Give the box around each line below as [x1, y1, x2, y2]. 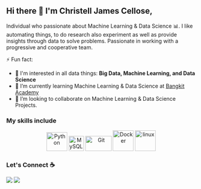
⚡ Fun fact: [6, 55, 33, 63]
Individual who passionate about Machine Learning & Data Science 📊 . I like [6, 22, 193, 29]
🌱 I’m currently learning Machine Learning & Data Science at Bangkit [14, 82, 185, 89]
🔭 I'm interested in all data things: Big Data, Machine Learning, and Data [14, 70, 196, 77]
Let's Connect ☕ [6, 161, 55, 169]
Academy [14, 88, 39, 96]
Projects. [14, 101, 37, 109]
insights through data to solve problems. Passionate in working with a [6, 37, 179, 44]
